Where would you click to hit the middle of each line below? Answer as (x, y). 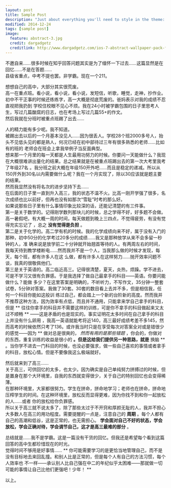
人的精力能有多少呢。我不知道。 (39, 129)
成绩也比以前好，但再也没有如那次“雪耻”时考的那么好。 (67, 199)
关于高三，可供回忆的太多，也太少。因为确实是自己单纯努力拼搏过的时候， (83, 369)
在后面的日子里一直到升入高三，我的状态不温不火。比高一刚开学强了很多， (83, 193)
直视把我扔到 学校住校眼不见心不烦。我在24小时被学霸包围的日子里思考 (80, 105)
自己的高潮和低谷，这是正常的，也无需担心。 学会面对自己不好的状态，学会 (84, 420)
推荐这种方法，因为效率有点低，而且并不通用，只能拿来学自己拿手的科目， (88, 301)
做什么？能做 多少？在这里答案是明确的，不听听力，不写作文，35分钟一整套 (84, 282)
